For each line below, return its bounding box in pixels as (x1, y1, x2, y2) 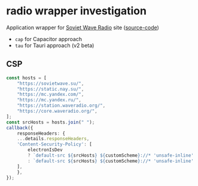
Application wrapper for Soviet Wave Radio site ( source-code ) (6, 24, 160, 31)
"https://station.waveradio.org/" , (17, 103, 106, 108)
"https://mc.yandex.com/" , (17, 91, 84, 98)
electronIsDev (28, 147, 63, 153)
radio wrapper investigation (6, 4, 147, 18)
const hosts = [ (6, 75, 47, 81)
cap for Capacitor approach (14, 35, 83, 42)
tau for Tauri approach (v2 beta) (14, 42, 95, 49)
